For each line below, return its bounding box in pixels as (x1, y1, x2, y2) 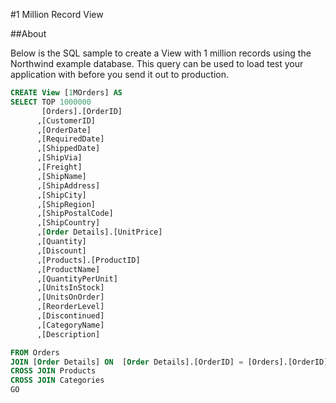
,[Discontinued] (36, 311, 105, 321)
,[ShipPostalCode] (36, 209, 114, 219)
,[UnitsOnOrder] (36, 292, 105, 303)
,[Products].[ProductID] (36, 255, 141, 265)
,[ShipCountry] (36, 218, 101, 228)
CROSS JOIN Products (10, 366, 97, 376)
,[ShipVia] (36, 153, 83, 163)
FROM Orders (10, 347, 60, 358)
